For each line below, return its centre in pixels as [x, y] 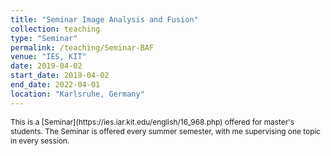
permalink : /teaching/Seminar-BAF [82, 47]
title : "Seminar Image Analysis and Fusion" [104, 19]
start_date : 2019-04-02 [60, 76]
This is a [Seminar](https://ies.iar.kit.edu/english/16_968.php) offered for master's [152, 121]
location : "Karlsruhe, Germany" [77, 94]
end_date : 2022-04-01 [55, 85]
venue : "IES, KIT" [48, 57]
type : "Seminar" [44, 38]
